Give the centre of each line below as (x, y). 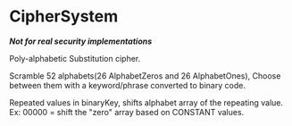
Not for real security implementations (81, 41)
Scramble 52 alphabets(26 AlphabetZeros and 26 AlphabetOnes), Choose (145, 76)
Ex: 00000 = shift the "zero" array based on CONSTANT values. (127, 112)
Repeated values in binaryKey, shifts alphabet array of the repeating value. (146, 102)
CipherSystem (64, 17)
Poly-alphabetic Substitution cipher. (75, 58)
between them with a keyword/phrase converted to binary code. (127, 85)
